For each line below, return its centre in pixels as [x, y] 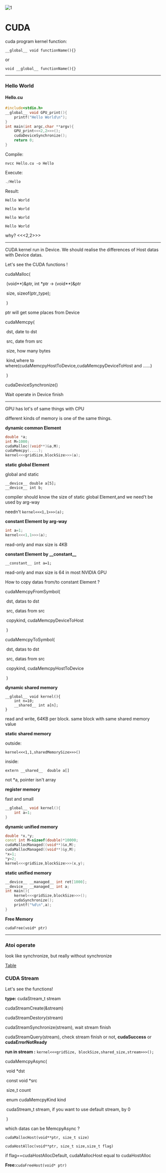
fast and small [19, 799]
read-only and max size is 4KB [36, 544]
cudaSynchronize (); [34, 900]
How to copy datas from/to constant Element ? [52, 582]
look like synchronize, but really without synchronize [59, 956]
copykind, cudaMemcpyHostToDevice [45, 668]
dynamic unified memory [32, 826]
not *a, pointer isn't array [31, 779]
